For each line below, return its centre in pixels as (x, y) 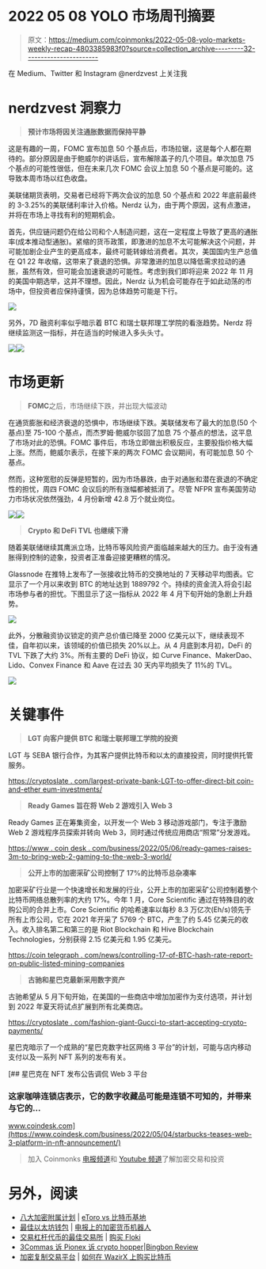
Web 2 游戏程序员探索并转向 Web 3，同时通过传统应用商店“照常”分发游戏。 (131, 832)
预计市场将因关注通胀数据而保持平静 (87, 131)
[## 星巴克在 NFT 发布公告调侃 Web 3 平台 (78, 1073)
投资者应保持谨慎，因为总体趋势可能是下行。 (108, 291)
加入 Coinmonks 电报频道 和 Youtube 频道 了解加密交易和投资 (126, 1159)
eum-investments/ (72, 789)
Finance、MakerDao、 (219, 655)
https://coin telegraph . (46, 955)
